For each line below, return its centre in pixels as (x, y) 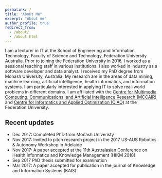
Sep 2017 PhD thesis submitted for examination (59, 160)
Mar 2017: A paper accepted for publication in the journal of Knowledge (84, 165)
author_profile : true (27, 23)
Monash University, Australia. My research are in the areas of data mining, (79, 76)
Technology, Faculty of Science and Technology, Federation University (76, 55)
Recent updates (30, 123)
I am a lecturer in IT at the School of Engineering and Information (70, 50)
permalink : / (18, 9)
